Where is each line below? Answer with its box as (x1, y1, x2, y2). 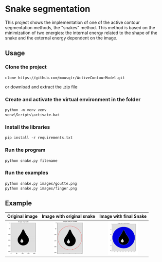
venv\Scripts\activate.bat (5, 112, 60, 117)
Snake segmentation (5, 3, 90, 15)
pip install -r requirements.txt (5, 135, 73, 140)
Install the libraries (5, 123, 50, 130)
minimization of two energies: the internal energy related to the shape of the (5, 30, 158, 35)
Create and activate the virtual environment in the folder (5, 96, 141, 103)
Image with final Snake (99, 213, 147, 219)
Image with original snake (42, 213, 96, 219)
